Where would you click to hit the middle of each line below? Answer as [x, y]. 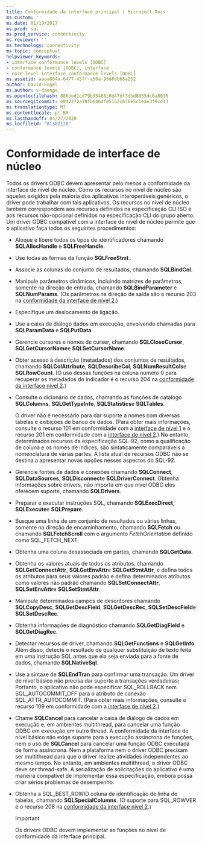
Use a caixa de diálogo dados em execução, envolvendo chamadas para [105, 324]
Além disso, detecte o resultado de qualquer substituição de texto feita [103, 650]
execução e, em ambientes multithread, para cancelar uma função [97, 725]
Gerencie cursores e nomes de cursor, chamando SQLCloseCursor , [99, 342]
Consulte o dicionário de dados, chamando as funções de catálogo [98, 397]
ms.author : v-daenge [32, 90]
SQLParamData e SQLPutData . [54, 330]
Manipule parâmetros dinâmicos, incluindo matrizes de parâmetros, [99, 282]
